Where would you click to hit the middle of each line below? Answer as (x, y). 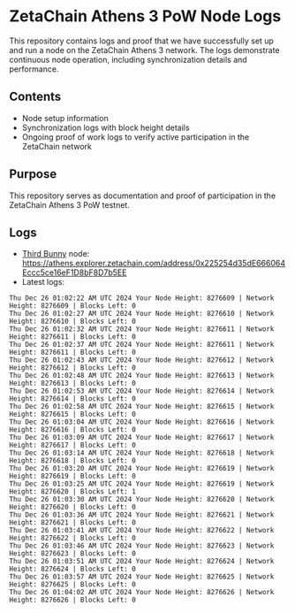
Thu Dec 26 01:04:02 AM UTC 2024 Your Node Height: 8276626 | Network (142, 593)
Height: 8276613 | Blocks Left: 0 (73, 383)
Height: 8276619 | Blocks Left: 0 (73, 476)
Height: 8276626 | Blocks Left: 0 (73, 600)
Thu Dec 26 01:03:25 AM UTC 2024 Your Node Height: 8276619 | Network (142, 484)
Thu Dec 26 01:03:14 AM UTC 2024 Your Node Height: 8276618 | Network (142, 453)
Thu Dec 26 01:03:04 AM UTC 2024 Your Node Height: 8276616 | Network (142, 422)
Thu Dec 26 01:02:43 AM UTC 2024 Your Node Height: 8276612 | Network (142, 360)
